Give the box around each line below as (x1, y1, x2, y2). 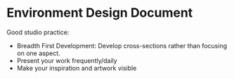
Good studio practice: (6, 28, 70, 36)
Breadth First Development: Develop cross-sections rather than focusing (16, 41, 228, 50)
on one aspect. (16, 49, 60, 57)
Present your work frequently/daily (16, 56, 117, 64)
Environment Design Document (6, 5, 193, 21)
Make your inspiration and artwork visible (16, 64, 137, 72)
